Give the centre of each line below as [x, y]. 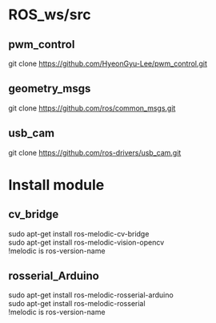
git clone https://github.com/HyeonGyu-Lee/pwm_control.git [108, 63]
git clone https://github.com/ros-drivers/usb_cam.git [95, 152]
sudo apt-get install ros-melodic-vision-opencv [86, 242]
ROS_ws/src [50, 15]
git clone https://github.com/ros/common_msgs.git [92, 108]
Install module [56, 185]
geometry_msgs [50, 89]
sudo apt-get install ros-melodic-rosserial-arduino [91, 295]
